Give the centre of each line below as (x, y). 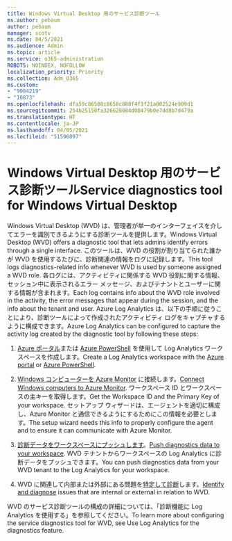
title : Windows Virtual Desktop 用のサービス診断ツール (84, 14)
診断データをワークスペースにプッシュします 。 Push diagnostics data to (118, 445)
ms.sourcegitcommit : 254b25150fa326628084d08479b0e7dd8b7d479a (100, 111)
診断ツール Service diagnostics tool (121, 190)
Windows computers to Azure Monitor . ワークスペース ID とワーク (110, 388)
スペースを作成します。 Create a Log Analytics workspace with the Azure (121, 357)
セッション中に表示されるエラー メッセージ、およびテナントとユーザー (108, 284)
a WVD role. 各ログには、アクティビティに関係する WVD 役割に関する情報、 (115, 275)
